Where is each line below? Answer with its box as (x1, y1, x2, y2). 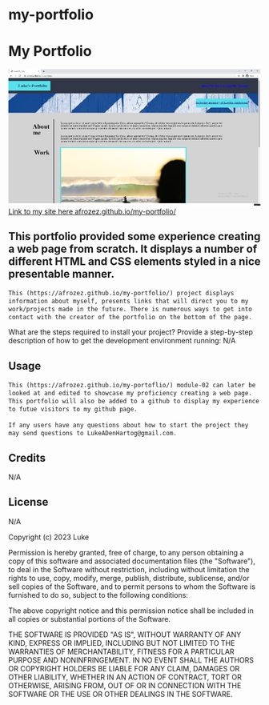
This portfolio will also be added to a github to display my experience (8, 398, 260, 406)
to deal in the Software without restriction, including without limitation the (8, 564, 250, 574)
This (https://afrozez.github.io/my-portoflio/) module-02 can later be (8, 382, 256, 390)
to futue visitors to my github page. (8, 406, 138, 414)
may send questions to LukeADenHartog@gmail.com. (8, 430, 178, 438)
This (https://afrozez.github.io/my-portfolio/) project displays (8, 290, 235, 298)
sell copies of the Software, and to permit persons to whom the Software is (8, 582, 256, 591)
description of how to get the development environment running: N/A (8, 336, 236, 346)
